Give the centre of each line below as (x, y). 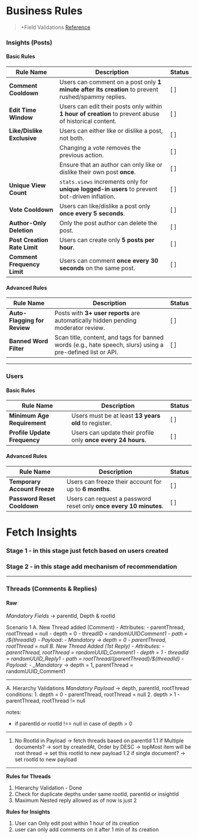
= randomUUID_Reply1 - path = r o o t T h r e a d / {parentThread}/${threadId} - (95, 659)
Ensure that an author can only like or (111, 165)
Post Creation (29, 240)
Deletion (21, 230)
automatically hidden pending (95, 321)
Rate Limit (24, 247)
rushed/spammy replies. (93, 97)
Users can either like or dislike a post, (111, 131)
